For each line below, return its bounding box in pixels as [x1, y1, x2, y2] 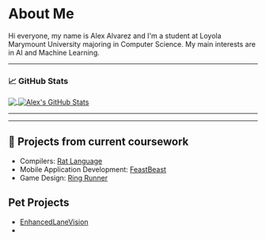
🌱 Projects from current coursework [8, 135, 189, 149]
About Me [8, 5, 74, 23]
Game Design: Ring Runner [19, 173, 108, 182]
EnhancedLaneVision [19, 217, 89, 227]
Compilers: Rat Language [19, 156, 103, 166]
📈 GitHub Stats [8, 75, 69, 86]
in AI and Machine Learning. [8, 48, 101, 57]
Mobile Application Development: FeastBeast [19, 164, 166, 174]
